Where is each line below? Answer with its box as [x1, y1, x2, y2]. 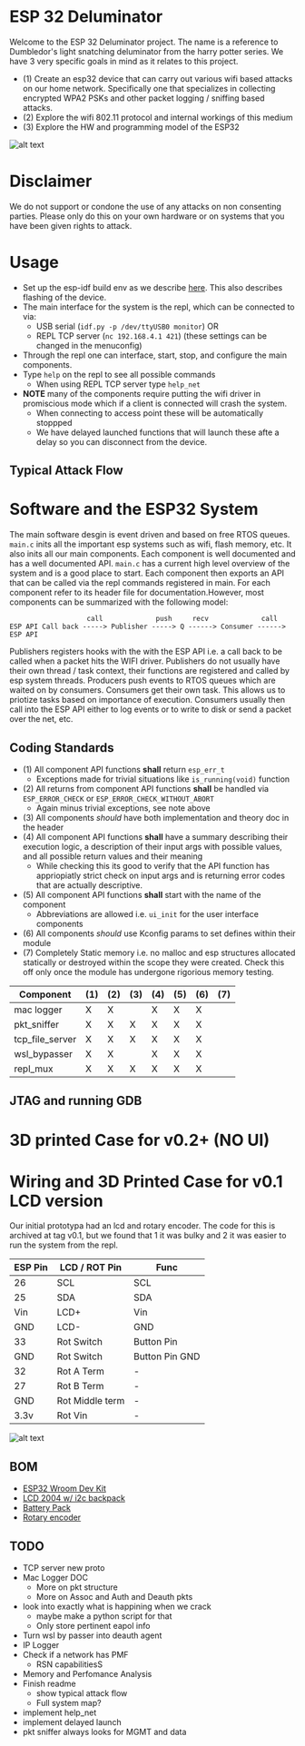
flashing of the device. [22, 291, 107, 302]
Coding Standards [9, 740, 114, 755]
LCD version [9, 1190, 103, 1211]
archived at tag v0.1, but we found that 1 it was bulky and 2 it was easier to [9, 1230, 287, 1241]
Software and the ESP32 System [9, 499, 259, 519]
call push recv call [86, 615, 279, 624]
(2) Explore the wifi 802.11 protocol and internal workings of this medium [22, 112, 293, 123]
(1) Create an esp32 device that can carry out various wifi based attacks [22, 73, 293, 84]
